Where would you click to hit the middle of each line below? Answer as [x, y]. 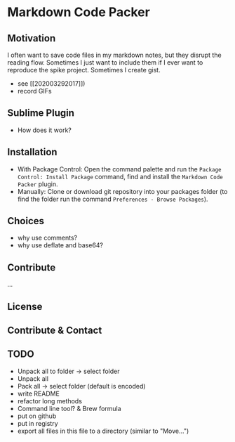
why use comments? [47, 238]
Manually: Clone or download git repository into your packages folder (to [122, 191]
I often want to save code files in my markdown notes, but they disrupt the [115, 55]
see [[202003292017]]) [51, 84]
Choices [26, 221]
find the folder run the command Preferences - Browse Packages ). [113, 199]
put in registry [38, 423]
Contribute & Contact [55, 331]
